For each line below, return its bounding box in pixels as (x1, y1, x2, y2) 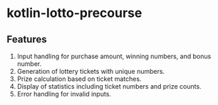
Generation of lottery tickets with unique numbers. (16, 67, 165, 75)
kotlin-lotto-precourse (6, 5, 142, 21)
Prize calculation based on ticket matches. (16, 74, 142, 83)
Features (6, 33, 47, 45)
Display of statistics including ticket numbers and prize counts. (16, 82, 202, 90)
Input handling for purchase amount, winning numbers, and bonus (16, 52, 212, 60)
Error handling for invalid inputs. (16, 90, 112, 98)
